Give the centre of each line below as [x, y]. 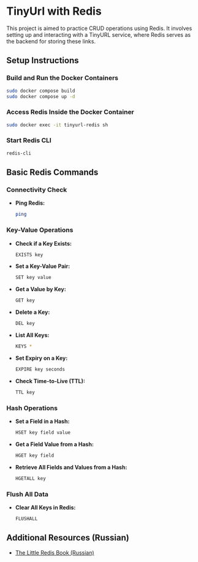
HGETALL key [30, 478]
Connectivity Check [37, 190]
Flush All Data [28, 494]
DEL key [25, 324]
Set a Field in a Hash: [42, 421]
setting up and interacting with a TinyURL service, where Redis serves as [99, 34]
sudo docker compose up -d [41, 96]
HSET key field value [43, 433]
